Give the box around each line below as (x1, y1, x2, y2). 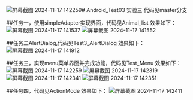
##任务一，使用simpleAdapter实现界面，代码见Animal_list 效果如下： (6, 19, 177, 26)
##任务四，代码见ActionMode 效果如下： (6, 87, 108, 94)
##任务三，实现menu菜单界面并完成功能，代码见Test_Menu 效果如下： (6, 60, 182, 66)
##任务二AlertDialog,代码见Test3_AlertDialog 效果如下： (6, 40, 145, 46)
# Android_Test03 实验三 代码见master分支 (82, 7, 188, 13)
